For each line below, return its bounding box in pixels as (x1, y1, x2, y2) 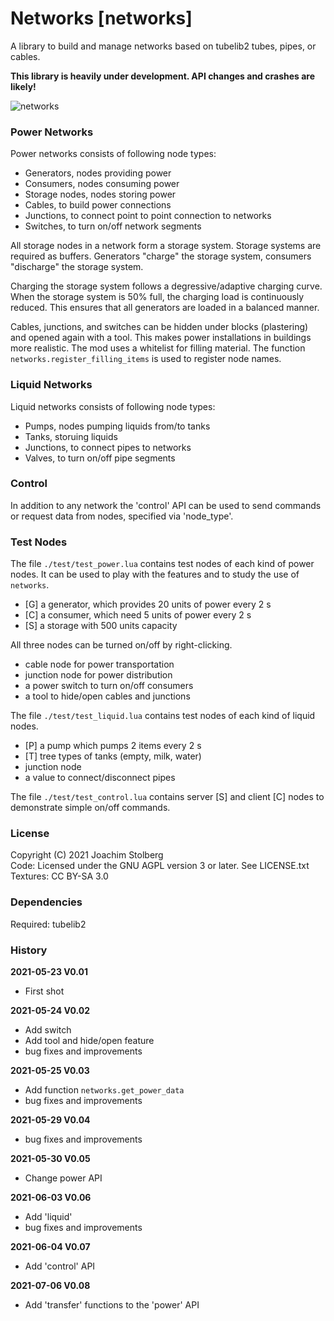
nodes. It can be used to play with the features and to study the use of (10, 568, 300, 581)
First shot (24, 985, 65, 997)
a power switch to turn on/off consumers (24, 680, 194, 692)
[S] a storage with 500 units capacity (24, 620, 178, 632)
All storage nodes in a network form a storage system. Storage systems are (10, 240, 322, 252)
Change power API (24, 1172, 103, 1184)
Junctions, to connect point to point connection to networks (24, 210, 272, 222)
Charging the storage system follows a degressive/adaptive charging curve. (10, 280, 323, 292)
